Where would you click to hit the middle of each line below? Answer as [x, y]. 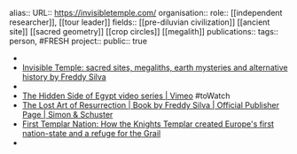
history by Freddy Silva [64, 77]
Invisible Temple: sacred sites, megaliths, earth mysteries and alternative [155, 67]
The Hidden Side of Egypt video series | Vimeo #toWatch [126, 96]
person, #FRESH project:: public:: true [78, 41]
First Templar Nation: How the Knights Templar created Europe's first [148, 124]
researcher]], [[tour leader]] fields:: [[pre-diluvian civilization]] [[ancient [140, 22]
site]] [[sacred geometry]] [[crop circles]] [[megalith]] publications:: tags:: [144, 31]
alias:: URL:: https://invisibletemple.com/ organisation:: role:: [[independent [146, 13]
